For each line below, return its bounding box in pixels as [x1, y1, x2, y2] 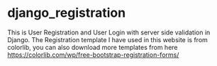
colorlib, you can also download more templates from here [7, 43, 178, 51]
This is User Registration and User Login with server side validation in [7, 28, 211, 37]
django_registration [7, 5, 126, 21]
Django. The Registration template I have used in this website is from [7, 35, 208, 44]
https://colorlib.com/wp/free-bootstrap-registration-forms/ [7, 51, 179, 59]
